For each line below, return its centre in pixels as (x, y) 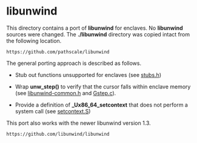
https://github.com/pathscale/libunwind (58, 52)
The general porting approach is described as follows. (74, 63)
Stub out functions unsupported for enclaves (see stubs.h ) (88, 75)
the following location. (34, 41)
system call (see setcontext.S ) (53, 111)
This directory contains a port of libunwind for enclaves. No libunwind (95, 28)
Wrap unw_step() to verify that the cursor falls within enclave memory (103, 87)
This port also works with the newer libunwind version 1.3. (79, 123)
